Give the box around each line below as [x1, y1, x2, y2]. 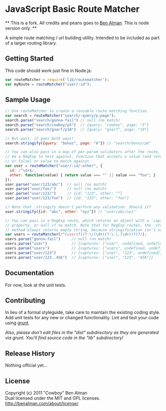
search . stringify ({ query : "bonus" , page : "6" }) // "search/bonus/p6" [5, 140, 152, 146]
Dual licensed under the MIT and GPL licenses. [5, 395, 100, 401]
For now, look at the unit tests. [5, 282, 67, 288]
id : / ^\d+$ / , [9, 168, 37, 173]
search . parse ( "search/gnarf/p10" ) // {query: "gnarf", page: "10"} [5, 127, 149, 132]
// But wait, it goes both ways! [5, 136, 74, 141]
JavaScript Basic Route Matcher [5, 3, 140, 15]
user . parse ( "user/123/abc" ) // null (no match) [5, 182, 107, 187]
